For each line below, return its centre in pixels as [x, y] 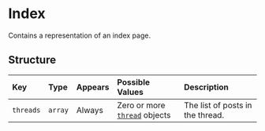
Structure [32, 60]
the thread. [204, 115]
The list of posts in [218, 105]
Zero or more [141, 105]
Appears [93, 87]
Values [130, 92]
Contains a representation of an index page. [80, 35]
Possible [134, 82]
